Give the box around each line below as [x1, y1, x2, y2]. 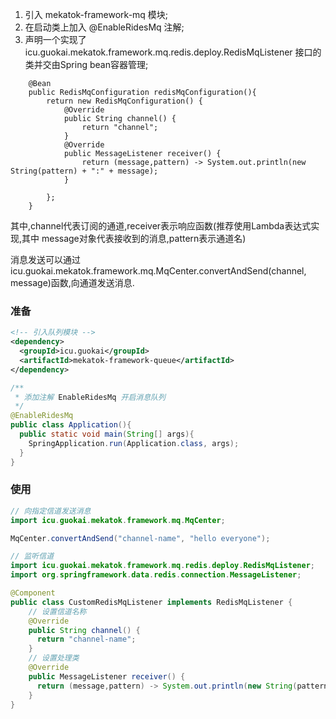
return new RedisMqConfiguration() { [46, 96, 203, 106]
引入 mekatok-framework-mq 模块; [24, 9, 169, 20]
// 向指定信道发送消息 [10, 506, 92, 516]
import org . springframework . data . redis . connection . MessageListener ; [10, 570, 302, 580]
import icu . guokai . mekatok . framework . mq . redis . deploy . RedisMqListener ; [10, 561, 315, 571]
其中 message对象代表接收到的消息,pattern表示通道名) [21, 233, 247, 244]
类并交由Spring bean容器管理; [24, 59, 149, 70]
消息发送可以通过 [10, 254, 81, 265]
